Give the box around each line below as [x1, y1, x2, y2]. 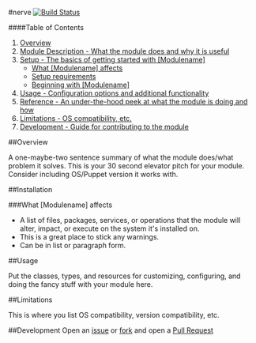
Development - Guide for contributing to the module [19, 122, 190, 131]
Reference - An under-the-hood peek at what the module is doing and [19, 97, 248, 106]
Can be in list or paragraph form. [19, 241, 126, 250]
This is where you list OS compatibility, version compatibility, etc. [8, 311, 220, 319]
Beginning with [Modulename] [31, 80, 130, 89]
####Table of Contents [8, 23, 85, 32]
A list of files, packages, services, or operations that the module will [19, 216, 241, 224]
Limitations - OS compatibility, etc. [19, 114, 132, 122]
